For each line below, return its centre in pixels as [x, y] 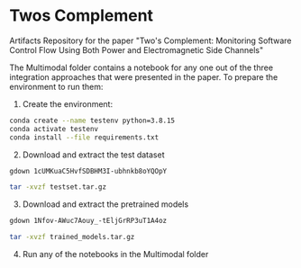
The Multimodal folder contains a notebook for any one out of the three [141, 67]
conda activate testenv [54, 129]
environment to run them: [56, 86]
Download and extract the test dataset [93, 155]
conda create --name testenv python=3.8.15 [92, 121]
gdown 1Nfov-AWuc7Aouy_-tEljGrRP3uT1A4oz [88, 221]
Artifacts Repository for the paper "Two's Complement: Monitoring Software [150, 40]
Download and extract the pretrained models [105, 204]
